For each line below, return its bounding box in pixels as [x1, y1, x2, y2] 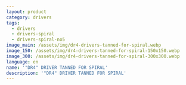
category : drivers [6, 14, 52, 20]
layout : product [6, 8, 46, 15]
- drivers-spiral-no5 [11, 37, 66, 42]
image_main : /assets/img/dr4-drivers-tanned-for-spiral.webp [6, 42, 162, 48]
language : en [6, 59, 39, 65]
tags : [6, 20, 20, 26]
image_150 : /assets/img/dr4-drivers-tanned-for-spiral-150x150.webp [6, 48, 180, 54]
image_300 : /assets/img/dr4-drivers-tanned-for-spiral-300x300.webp [6, 53, 180, 59]
